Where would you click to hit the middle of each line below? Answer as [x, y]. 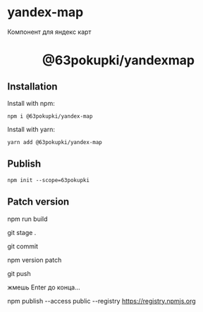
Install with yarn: [31, 129]
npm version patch [35, 260]
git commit [23, 246]
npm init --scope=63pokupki [49, 180]
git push [19, 273]
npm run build [27, 219]
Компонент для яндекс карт [49, 32]
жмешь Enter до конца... [44, 287]
